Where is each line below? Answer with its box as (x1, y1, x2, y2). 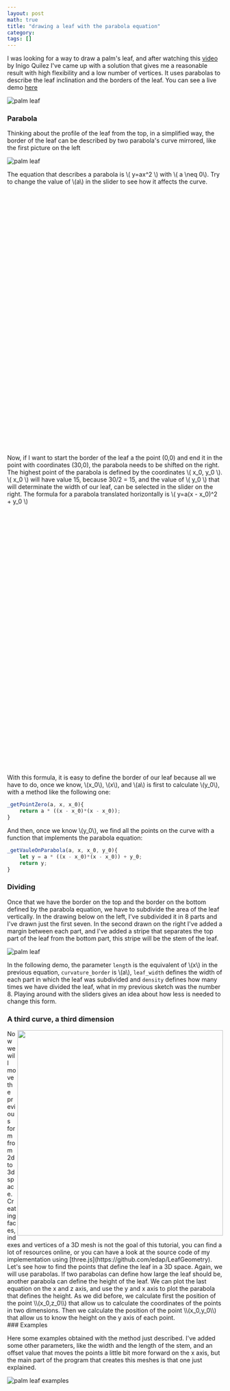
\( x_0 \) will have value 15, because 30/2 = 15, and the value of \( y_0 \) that (7, 475, 220, 484)
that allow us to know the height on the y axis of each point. (7, 1314, 176, 1322)
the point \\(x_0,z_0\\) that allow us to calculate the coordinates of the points (7, 1299, 222, 1307)
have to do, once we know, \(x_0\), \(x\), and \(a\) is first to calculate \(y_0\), (7, 781, 220, 789)
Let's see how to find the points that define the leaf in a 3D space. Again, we (7, 1263, 222, 1271)
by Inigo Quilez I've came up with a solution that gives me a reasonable (7, 62, 207, 70)
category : (7, 29, 36, 36)
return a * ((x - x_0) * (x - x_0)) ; (19, 807, 121, 815)
